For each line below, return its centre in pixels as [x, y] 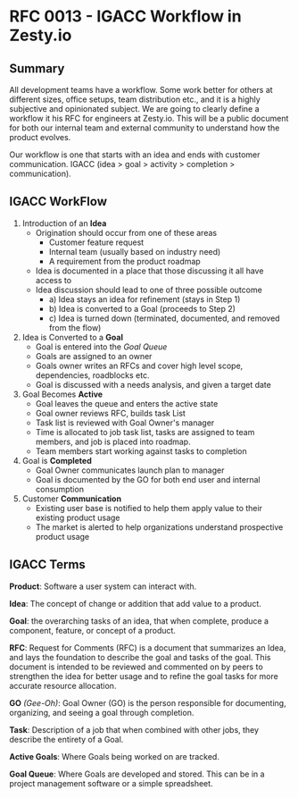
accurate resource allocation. [63, 685]
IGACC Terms [48, 565]
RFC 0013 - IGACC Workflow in [126, 17]
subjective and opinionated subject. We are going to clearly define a [135, 109]
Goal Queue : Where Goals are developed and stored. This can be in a [137, 774]
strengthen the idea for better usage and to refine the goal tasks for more [144, 676]
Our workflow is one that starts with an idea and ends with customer [135, 155]
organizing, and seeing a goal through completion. [102, 712]
